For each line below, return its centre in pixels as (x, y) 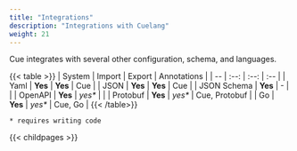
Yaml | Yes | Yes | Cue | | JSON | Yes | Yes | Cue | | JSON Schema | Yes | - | (149, 86)
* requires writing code (55, 121)
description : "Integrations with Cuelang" (89, 26)
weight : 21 (29, 34)
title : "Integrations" (51, 17)
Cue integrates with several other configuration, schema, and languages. (143, 60)
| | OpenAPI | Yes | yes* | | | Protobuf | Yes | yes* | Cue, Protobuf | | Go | (142, 95)
